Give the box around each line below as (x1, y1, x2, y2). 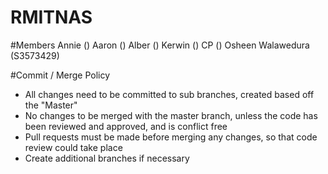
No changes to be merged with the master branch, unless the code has (24, 109, 318, 121)
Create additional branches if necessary (24, 152, 190, 164)
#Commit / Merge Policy (10, 69, 111, 81)
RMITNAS (10, 6, 93, 29)
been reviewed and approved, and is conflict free (24, 120, 228, 132)
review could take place (24, 141, 123, 153)
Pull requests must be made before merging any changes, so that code (24, 131, 318, 143)
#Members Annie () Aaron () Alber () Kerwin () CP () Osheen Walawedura (10, 39, 310, 51)
